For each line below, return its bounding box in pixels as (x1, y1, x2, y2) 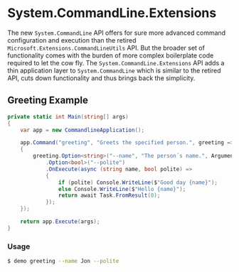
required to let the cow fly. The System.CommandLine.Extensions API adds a (7, 58, 225, 67)
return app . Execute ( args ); (20, 218, 100, 225)
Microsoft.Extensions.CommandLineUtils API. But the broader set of (7, 43, 205, 52)
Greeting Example (7, 94, 89, 107)
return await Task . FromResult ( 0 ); (58, 192, 161, 200)
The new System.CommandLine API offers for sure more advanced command (7, 28, 226, 37)
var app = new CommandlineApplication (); (20, 126, 144, 134)
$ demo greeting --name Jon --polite (7, 258, 119, 265)
